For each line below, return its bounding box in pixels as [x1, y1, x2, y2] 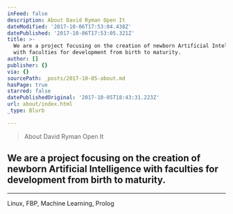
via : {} [7, 68, 30, 75]
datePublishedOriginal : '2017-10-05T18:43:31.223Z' [7, 94, 159, 101]
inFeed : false [7, 10, 49, 17]
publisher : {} [7, 62, 49, 69]
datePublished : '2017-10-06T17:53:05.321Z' [7, 29, 135, 37]
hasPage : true [7, 81, 49, 88]
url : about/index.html [7, 101, 73, 108]
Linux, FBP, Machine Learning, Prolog [7, 199, 114, 207]
